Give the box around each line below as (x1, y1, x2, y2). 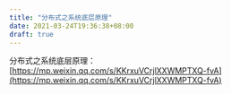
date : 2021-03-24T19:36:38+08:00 (9, 21, 134, 30)
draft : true (9, 30, 54, 38)
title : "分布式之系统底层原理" (9, 13, 113, 22)
